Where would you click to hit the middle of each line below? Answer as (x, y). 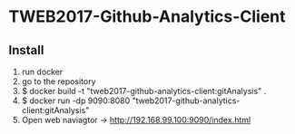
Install (26, 50)
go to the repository (59, 81)
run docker (42, 72)
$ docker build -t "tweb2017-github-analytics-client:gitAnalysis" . (144, 91)
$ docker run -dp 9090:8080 (76, 100)
